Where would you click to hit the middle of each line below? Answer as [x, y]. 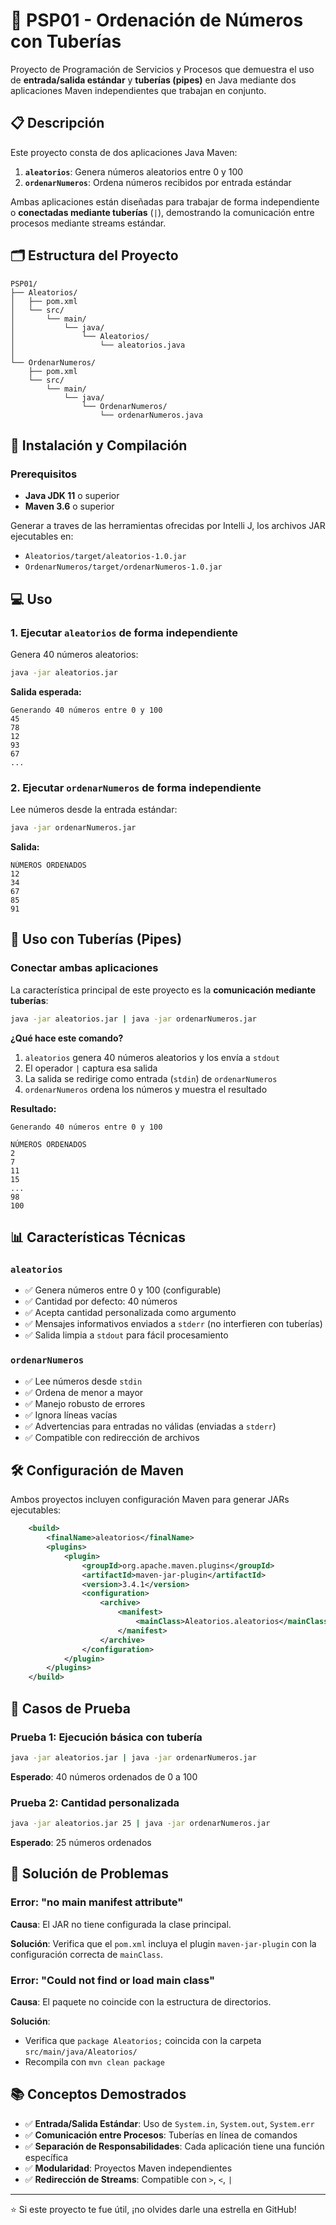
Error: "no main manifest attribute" [97, 1902]
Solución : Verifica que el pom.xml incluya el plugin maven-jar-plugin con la [163, 1943]
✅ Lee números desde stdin [83, 1381]
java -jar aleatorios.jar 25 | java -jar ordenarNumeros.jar [140, 1824]
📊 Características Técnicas [98, 1237]
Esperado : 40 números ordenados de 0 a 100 [104, 1776]
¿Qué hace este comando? [67, 1038]
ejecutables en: [42, 536]
